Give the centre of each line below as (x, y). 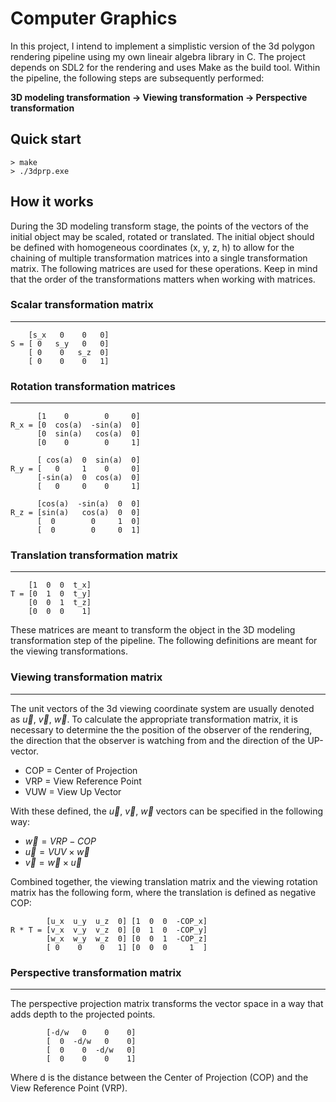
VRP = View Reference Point (83, 781)
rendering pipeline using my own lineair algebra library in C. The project (158, 56)
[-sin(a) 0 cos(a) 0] (88, 478)
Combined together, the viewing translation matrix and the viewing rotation (164, 881)
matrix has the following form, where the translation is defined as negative (163, 892)
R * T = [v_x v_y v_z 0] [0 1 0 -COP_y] (109, 930)
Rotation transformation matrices (93, 386)
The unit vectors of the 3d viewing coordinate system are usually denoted (162, 708)
